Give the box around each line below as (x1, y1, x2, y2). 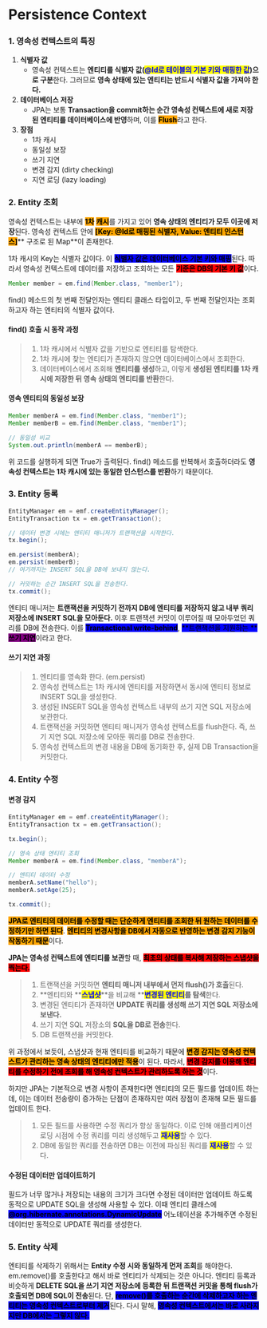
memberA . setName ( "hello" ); (8, 878, 98, 887)
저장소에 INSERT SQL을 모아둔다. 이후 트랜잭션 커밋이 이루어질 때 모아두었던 (8, 612, 247, 622)
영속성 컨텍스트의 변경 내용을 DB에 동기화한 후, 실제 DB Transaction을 (39, 741, 259, 751)
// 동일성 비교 (8, 434, 50, 442)
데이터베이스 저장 (19, 95, 74, 105)
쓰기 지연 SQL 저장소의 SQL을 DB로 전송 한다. (39, 1020, 181, 1029)
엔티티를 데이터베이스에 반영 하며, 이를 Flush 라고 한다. (39, 115, 207, 125)
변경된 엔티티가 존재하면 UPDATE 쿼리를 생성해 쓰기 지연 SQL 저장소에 (39, 1000, 259, 1009)
